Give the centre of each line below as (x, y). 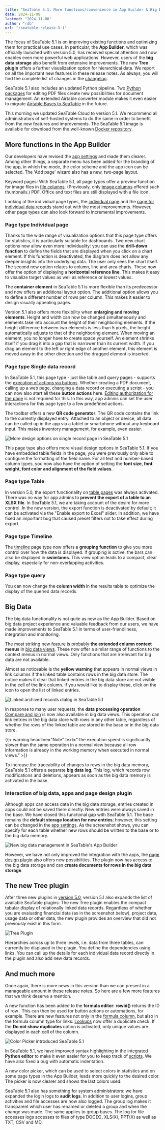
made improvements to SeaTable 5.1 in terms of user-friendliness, (71, 629)
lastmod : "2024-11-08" (28, 19)
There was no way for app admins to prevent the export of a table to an (78, 497)
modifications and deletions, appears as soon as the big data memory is (78, 775)
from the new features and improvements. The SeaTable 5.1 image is (74, 124)
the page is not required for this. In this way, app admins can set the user (79, 398)
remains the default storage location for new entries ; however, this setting (81, 819)
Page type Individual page (37, 224)
